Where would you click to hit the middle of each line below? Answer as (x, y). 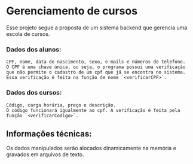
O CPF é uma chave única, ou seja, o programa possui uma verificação (96, 67)
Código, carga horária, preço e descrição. (61, 105)
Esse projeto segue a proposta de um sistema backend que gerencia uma (97, 28)
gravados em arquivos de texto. (45, 154)
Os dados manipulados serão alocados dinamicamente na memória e (91, 148)
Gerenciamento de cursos (72, 11)
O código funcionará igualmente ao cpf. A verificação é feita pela (93, 110)
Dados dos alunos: (34, 49)
